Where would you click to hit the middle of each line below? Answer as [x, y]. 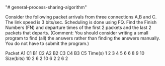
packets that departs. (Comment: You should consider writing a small [77, 33]
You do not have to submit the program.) [47, 43]
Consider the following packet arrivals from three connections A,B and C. [81, 17]
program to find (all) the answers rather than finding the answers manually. [83, 38]
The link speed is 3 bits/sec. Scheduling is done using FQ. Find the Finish [81, 22]
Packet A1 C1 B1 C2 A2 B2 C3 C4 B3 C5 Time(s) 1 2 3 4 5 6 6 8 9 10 [75, 53]
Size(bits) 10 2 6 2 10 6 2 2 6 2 [37, 58]
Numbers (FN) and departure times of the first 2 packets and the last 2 [78, 27]
